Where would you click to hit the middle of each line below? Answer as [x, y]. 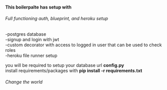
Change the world [24, 82]
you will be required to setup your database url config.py [65, 65]
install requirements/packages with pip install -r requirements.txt [74, 70]
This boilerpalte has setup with [38, 7]
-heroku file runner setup [31, 55]
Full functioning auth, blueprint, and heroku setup [57, 19]
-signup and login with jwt [32, 39]
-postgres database [26, 34]
